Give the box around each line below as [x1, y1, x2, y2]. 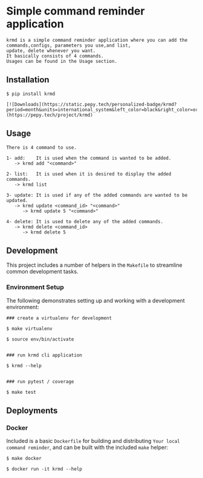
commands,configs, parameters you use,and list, [6, 42, 131, 48]
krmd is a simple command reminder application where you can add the [6, 37, 188, 43]
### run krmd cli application [6, 352, 83, 358]
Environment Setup [6, 283, 65, 292]
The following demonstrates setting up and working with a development [6, 296, 185, 304]
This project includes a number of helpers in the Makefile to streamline [6, 261, 182, 269]
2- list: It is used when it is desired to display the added [6, 171, 172, 177]
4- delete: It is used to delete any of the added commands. [6, 218, 164, 224]
